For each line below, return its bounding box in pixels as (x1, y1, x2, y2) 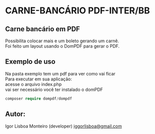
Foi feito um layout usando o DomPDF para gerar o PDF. (5, 43, 120, 49)
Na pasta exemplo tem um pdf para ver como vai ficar (5, 70, 116, 76)
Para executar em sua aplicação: (5, 76, 72, 82)
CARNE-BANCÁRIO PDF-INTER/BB (5, 5, 150, 16)
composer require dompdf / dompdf (5, 96, 72, 101)
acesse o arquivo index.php (5, 81, 62, 87)
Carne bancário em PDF (5, 25, 80, 33)
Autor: (5, 110, 26, 119)
